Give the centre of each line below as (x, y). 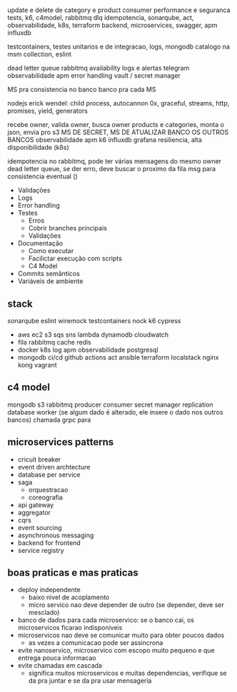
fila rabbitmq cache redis (54, 342)
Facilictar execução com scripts (75, 258)
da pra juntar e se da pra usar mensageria (90, 681)
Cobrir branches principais (67, 228)
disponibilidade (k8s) (38, 148)
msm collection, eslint (39, 54)
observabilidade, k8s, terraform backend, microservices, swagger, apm (112, 25)
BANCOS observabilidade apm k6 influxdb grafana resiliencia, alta (105, 140)
